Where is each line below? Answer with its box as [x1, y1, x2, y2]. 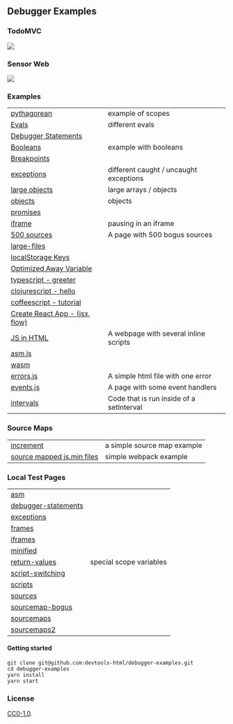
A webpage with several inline [107, 329, 206, 338]
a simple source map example [105, 440, 202, 450]
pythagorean [10, 109, 53, 119]
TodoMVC [7, 26, 42, 36]
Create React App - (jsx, [10, 309, 91, 318]
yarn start [7, 678, 39, 685]
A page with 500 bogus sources [107, 230, 213, 240]
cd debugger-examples [7, 666, 70, 673]
